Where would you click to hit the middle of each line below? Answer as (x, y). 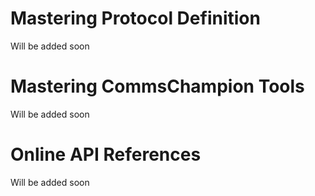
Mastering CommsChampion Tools (157, 86)
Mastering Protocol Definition (135, 18)
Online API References (106, 154)
